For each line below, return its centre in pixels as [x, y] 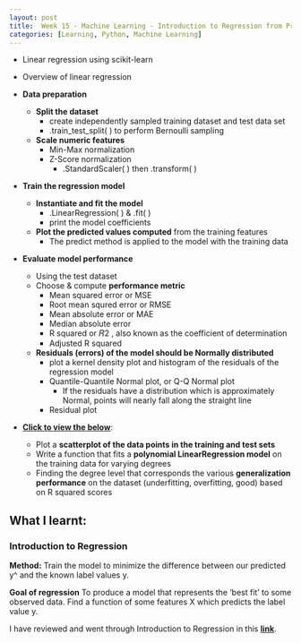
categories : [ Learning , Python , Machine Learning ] [106, 34]
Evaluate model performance [77, 259]
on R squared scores [74, 493]
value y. [24, 612]
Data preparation [55, 94]
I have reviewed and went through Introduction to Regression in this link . [143, 629]
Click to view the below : [68, 427]
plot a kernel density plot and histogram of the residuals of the [164, 363]
